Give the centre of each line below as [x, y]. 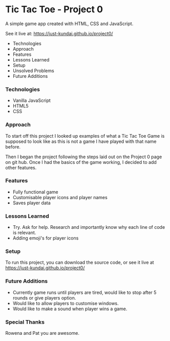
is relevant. [24, 233]
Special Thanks [25, 322]
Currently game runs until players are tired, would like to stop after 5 [84, 292]
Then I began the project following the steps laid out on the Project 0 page [84, 157]
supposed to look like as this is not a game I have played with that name [81, 141]
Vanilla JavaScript [32, 100]
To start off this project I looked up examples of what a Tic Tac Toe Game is [85, 136]
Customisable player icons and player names [60, 197]
